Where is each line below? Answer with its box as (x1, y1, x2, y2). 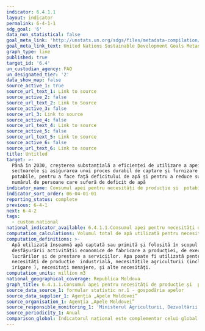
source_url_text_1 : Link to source (6, 89, 97, 95)
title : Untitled (6, 151, 48, 157)
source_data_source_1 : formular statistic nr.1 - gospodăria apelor (6, 287, 184, 293)
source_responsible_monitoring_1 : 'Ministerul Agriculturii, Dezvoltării (6, 304, 198, 310)
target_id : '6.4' (6, 60, 51, 66)
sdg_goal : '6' (6, 26, 43, 32)
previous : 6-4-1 (6, 202, 48, 208)
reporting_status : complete (6, 196, 78, 202)
